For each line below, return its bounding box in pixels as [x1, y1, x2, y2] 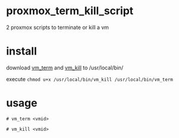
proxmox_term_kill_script [6, 4, 134, 18]
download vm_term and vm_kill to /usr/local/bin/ [6, 64, 123, 71]
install [6, 44, 37, 58]
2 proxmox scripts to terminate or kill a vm [6, 24, 109, 31]
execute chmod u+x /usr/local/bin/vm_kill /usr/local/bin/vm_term [6, 75, 173, 82]
